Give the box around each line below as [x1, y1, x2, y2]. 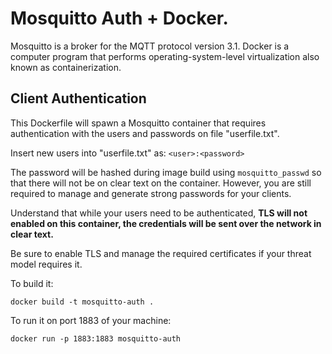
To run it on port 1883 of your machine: [10, 314, 172, 326]
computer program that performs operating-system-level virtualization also [10, 50, 320, 62]
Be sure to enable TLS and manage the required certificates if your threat [10, 247, 312, 259]
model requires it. [10, 258, 83, 270]
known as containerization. [10, 61, 122, 73]
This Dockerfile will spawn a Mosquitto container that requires [10, 117, 267, 129]
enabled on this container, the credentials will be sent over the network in [10, 217, 322, 229]
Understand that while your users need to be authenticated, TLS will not [10, 207, 308, 219]
